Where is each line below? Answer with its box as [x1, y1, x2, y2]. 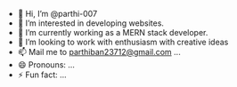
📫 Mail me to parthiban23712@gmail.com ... [17, 47, 181, 57]
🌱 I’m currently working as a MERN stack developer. [17, 28, 208, 37]
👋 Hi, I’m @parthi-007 [17, 9, 98, 19]
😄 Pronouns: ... [17, 59, 76, 70]
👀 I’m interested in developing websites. [17, 18, 165, 28]
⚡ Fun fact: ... [17, 69, 67, 80]
